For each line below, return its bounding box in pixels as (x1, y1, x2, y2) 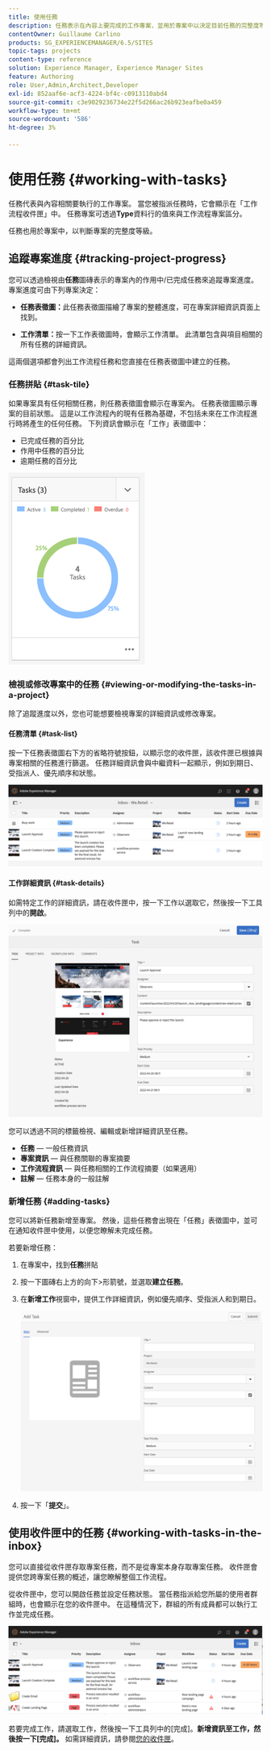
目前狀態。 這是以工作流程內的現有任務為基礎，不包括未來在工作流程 (22, 408, 251, 418)
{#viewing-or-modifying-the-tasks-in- (100, 679, 256, 690)
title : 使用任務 (8, 13, 58, 21)
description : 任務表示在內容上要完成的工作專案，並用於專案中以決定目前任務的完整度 (8, 21, 260, 30)
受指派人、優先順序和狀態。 (8, 768, 101, 778)
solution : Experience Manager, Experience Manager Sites (8, 65, 204, 73)
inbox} (8, 1540, 43, 1553)
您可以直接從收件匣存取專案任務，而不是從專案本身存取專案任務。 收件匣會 (8, 1561, 258, 1571)
